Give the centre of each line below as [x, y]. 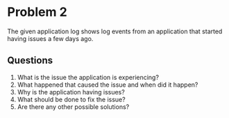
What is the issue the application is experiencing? [88, 77]
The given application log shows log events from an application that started [115, 31]
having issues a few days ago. [50, 38]
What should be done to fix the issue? [71, 99]
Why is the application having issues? [71, 92]
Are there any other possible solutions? [73, 107]
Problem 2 [37, 12]
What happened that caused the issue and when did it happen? [108, 85]
